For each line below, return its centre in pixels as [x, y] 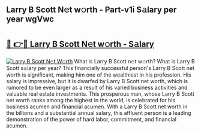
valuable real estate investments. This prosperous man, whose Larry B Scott [100, 94]
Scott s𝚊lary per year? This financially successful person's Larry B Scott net [100, 68]
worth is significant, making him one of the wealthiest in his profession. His [99, 75]
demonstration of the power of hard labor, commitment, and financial [91, 119]
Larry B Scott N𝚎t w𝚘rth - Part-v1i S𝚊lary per [91, 10]
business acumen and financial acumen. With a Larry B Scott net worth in [97, 106]
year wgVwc [30, 19]
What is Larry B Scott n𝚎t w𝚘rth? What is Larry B [134, 61]
